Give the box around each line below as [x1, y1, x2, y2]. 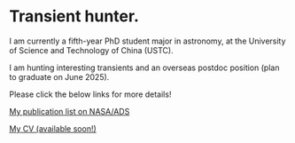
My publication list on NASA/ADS [9, 106, 130, 116]
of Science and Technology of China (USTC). [9, 44, 175, 55]
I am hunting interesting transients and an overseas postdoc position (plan [9, 62, 280, 73]
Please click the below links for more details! [9, 89, 172, 99]
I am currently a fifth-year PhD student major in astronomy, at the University [9, 36, 286, 46]
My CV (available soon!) [9, 123, 97, 134]
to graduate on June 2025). [9, 71, 110, 82]
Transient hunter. [9, 6, 140, 27]
